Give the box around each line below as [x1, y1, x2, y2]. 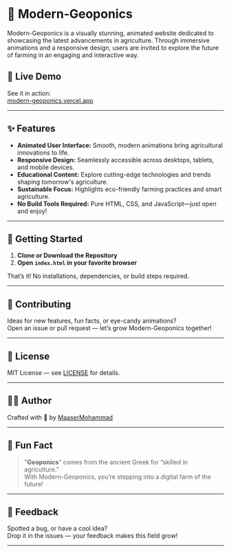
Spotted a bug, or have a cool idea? [7, 524, 108, 532]
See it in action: [7, 89, 52, 97]
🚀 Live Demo [7, 71, 62, 83]
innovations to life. [16, 148, 69, 157]
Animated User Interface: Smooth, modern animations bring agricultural [16, 141, 223, 149]
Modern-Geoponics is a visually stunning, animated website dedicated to [7, 29, 214, 37]
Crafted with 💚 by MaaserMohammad [7, 413, 113, 422]
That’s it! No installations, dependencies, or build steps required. [7, 272, 190, 281]
